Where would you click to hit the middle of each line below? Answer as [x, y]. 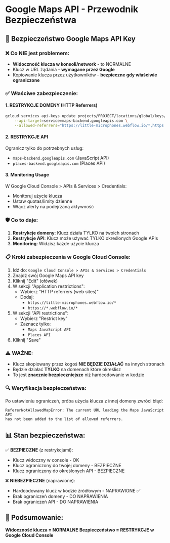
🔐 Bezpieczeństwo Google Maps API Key [70, 39]
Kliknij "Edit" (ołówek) [35, 281]
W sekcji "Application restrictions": [49, 286]
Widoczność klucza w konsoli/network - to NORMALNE [72, 64]
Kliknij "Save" [27, 340]
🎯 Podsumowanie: [34, 517]
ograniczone [26, 80]
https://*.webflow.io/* [53, 308]
